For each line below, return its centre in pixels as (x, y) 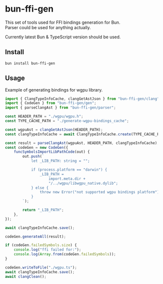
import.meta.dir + (67, 179)
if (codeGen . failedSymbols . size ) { (41, 245)
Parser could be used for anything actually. (48, 27)
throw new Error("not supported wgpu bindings (88, 192)
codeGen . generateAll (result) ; (36, 237)
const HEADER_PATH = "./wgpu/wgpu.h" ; (44, 117)
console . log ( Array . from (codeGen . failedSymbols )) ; (65, 254)
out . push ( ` (33, 157)
